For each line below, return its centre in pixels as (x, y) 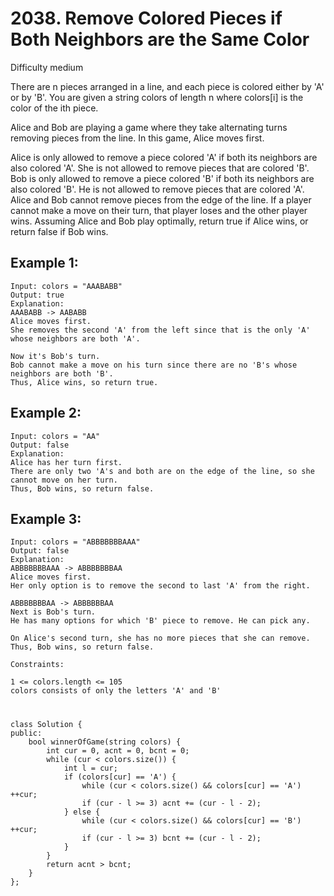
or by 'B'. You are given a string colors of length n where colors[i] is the (157, 97)
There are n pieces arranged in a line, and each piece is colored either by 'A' (167, 86)
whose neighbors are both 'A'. (75, 338)
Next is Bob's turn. (53, 612)
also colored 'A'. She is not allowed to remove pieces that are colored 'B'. (160, 168)
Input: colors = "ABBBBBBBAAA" (75, 542)
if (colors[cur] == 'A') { (120, 777)
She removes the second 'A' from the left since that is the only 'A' (160, 330)
